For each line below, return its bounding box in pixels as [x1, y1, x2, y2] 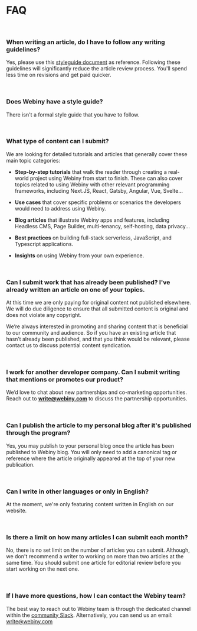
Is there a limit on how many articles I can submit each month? [6, 533, 188, 541]
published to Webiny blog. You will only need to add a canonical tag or [6, 448, 177, 455]
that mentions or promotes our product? [6, 376, 124, 384]
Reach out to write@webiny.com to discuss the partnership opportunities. [6, 395, 188, 402]
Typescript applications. [14, 240, 74, 247]
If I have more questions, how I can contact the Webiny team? [6, 592, 186, 600]
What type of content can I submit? [6, 137, 109, 145]
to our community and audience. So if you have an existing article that [6, 329, 176, 336]
